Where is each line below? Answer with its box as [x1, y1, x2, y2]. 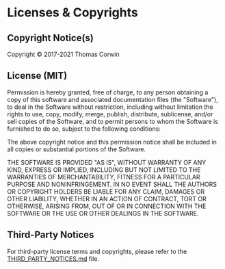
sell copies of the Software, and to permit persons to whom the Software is [7, 117, 219, 125]
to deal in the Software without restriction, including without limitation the [7, 103, 213, 111]
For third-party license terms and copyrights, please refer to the [7, 247, 187, 255]
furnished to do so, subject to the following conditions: [7, 125, 161, 133]
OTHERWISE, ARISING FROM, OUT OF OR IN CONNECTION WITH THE [7, 202, 207, 210]
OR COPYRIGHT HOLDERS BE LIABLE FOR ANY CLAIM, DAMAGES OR [7, 187, 205, 196]
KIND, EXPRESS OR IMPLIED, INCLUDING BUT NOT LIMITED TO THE [7, 166, 201, 174]
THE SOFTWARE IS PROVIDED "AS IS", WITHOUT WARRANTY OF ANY [7, 158, 207, 166]
